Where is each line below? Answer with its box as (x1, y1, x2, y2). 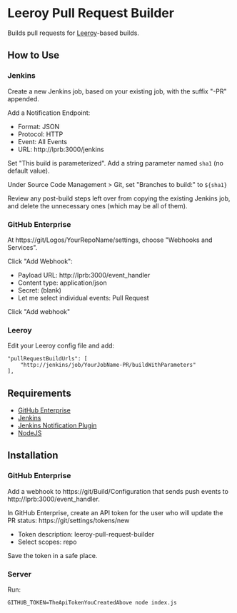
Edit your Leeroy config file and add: (7, 341, 115, 350)
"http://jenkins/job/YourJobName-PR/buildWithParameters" (20, 362, 196, 369)
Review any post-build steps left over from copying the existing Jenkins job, (7, 194, 231, 203)
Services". (7, 243, 38, 251)
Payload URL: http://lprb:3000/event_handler (17, 270, 151, 279)
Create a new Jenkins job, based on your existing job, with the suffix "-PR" (7, 87, 227, 96)
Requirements (7, 387, 71, 399)
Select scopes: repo (17, 537, 77, 546)
